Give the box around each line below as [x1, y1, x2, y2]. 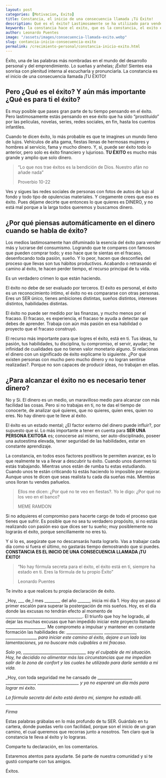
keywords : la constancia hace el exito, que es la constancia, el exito [5, 26, 158, 31]
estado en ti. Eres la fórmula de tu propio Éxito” [17, 569, 114, 575]
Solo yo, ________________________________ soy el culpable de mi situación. [5, 649, 152, 655]
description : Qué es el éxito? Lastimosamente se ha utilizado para [5, 21, 149, 26]
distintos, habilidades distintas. [5, 301, 68, 307]
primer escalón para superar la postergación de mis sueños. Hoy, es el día [5, 603, 157, 609]
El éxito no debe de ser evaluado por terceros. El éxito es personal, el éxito [5, 285, 157, 291]
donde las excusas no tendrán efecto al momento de [5, 608, 112, 614]
